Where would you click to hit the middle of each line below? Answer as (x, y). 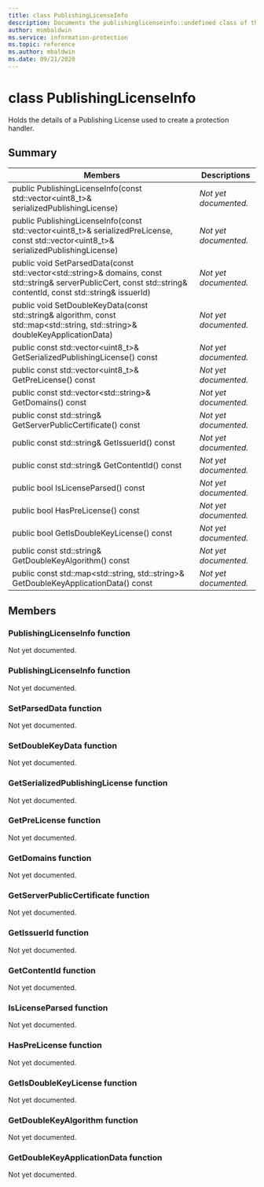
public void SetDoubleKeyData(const (80, 305)
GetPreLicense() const (54, 379)
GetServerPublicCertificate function (79, 896)
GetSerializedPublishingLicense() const (85, 357)
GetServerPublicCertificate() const (76, 425)
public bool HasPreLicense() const (76, 510)
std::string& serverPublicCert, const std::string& (100, 282)
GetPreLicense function (54, 820)
